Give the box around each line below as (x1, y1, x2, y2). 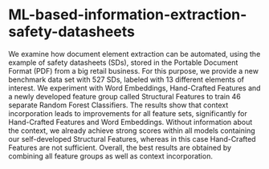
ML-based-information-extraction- (8, 6, 247, 24)
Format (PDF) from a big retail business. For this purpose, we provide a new (8, 66, 259, 75)
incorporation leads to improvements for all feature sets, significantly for (8, 108, 247, 118)
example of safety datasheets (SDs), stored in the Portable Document (8, 58, 238, 67)
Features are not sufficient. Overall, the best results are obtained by (8, 143, 231, 152)
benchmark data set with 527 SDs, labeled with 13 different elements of (8, 74, 245, 84)
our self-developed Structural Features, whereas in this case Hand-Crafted (8, 134, 256, 143)
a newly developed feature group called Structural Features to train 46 (8, 91, 241, 101)
